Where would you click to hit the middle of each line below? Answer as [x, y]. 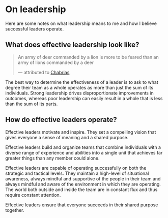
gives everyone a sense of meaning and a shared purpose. [67, 137]
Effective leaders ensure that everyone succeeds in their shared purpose [82, 205]
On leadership [36, 9]
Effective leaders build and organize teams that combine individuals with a [83, 147]
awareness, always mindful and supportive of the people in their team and [83, 178]
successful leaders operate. [35, 28]
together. [15, 210]
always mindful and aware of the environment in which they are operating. [83, 184]
